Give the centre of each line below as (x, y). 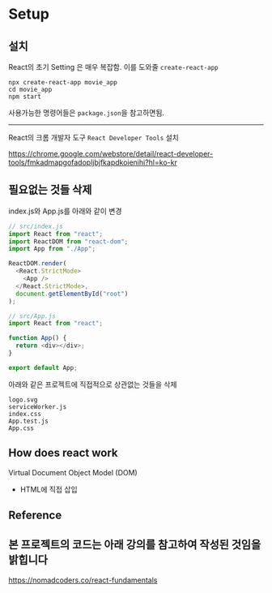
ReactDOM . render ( (38, 264)
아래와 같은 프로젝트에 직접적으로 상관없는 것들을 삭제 (93, 384)
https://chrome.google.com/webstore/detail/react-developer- (111, 154)
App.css (21, 428)
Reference (35, 516)
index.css (25, 414)
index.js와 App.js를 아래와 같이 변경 (65, 211)
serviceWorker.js (38, 406)
